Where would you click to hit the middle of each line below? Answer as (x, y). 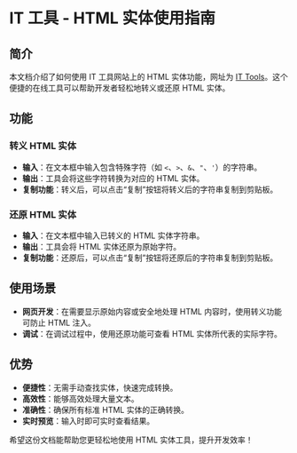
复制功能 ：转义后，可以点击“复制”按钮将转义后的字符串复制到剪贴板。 (150, 189)
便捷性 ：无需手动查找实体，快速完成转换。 (100, 387)
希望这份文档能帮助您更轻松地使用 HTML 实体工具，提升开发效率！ (131, 440)
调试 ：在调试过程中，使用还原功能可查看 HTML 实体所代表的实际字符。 (152, 333)
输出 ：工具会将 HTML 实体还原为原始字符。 (102, 246)
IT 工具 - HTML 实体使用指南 (112, 18)
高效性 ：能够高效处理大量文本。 (80, 398)
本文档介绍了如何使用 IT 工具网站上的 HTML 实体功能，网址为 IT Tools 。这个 (148, 77)
